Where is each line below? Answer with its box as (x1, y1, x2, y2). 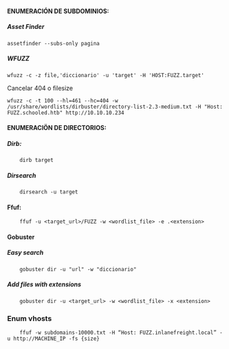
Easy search (7, 248, 44, 257)
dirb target (19, 157, 54, 164)
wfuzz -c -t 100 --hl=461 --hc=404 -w (7, 97, 118, 104)
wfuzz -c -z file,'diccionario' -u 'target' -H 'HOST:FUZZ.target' (7, 72, 205, 78)
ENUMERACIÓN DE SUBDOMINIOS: (7, 7, 109, 15)
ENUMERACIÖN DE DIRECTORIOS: (7, 124, 107, 132)
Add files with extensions (7, 280, 81, 288)
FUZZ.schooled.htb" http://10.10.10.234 (7, 109, 125, 116)
